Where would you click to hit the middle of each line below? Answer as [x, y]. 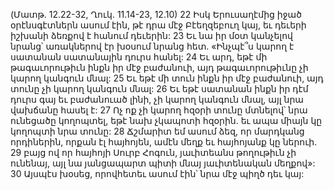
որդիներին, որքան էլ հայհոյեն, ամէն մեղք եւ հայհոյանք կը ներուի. [164, 142]
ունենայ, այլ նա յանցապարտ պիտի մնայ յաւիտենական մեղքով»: [163, 163]
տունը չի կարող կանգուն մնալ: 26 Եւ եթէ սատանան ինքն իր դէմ [159, 88]
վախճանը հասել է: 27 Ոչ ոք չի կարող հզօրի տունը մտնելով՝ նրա [159, 110]
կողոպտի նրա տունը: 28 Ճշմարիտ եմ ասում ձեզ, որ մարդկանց [157, 131]
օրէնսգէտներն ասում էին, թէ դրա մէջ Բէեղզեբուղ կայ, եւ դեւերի [158, 25]
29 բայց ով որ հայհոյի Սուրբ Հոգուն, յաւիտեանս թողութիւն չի [153, 152]
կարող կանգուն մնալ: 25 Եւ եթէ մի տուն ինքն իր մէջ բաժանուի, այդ [167, 78]
